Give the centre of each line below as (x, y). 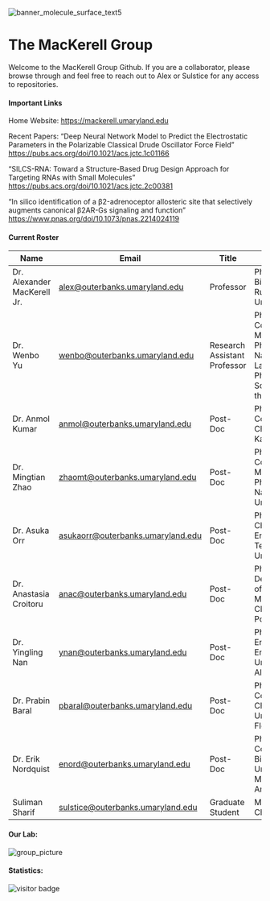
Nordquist (31, 769)
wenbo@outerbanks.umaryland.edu (127, 356)
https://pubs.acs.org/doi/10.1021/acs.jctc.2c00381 (91, 186)
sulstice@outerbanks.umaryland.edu (128, 808)
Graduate (227, 803)
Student (224, 812)
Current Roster (34, 237)
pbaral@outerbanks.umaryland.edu (126, 706)
